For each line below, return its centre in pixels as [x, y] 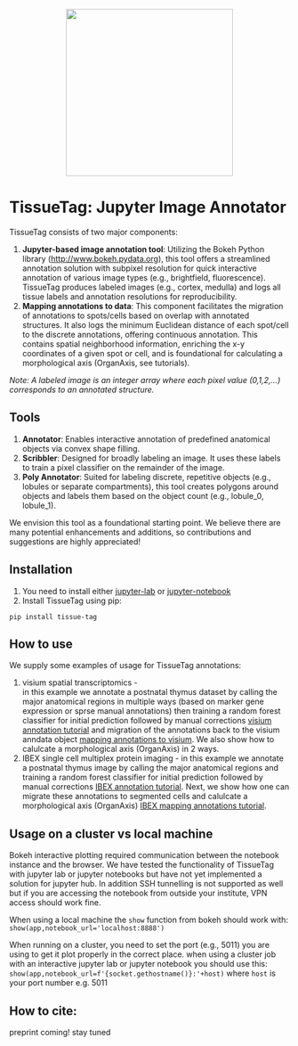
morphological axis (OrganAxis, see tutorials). [106, 363]
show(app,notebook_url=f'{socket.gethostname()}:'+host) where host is [142, 973]
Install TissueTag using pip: [72, 601]
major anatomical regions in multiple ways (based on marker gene [143, 702]
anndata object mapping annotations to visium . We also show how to [148, 740]
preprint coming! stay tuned [60, 1032]
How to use [41, 644]
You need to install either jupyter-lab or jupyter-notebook [126, 591]
